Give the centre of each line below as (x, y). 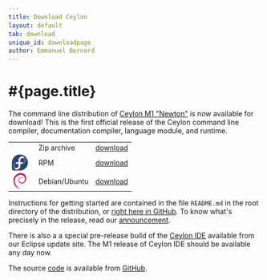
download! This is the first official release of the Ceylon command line (123, 122)
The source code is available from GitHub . (78, 268)
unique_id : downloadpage (50, 43)
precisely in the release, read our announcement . (89, 220)
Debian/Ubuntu (64, 181)
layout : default (35, 25)
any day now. (30, 252)
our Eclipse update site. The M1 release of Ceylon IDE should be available (129, 244)
